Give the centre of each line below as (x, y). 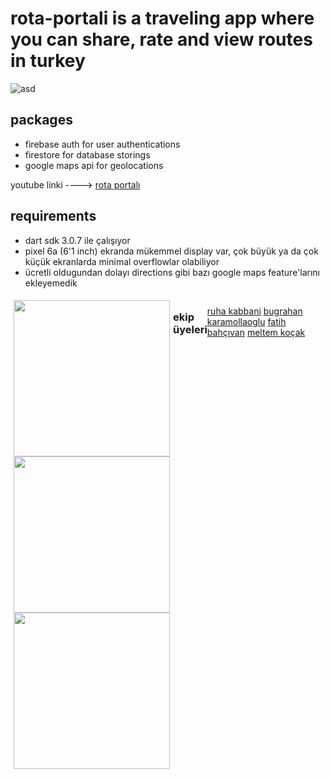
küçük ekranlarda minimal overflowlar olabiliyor (122, 261)
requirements (53, 216)
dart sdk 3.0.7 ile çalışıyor (77, 240)
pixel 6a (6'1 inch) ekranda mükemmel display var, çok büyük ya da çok (171, 251)
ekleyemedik (51, 283)
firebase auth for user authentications (102, 144)
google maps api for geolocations (94, 165)
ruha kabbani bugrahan (254, 311)
